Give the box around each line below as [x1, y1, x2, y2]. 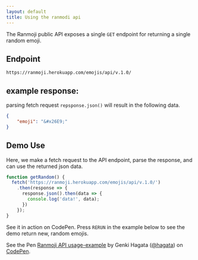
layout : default [6, 8, 46, 15]
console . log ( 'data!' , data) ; [27, 196, 100, 202]
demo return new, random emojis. [6, 230, 89, 237]
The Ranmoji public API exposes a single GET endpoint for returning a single [6, 30, 191, 37]
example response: [6, 85, 79, 96]
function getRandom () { [6, 174, 65, 180]
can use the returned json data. [6, 163, 83, 170]
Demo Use [6, 141, 46, 151]
